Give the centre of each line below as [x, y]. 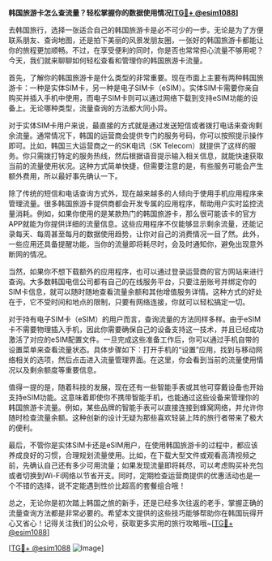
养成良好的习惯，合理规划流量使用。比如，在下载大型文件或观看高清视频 [129, 455]
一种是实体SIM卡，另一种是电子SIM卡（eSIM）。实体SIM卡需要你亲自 [144, 88]
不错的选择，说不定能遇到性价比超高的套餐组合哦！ [100, 485]
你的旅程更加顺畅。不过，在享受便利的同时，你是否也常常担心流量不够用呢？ [136, 50]
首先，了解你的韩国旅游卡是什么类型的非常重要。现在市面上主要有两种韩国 [132, 78]
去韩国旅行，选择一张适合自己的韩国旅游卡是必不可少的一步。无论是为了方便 [136, 30]
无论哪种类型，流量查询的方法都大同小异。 [100, 108]
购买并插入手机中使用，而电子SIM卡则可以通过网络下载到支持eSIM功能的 [130, 98]
